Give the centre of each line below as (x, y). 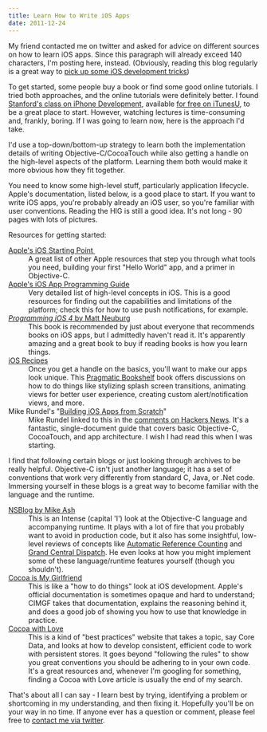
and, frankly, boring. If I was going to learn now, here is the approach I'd (126, 120)
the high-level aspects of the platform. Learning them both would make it (128, 161)
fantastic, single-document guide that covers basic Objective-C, (133, 428)
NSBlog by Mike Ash (42, 510)
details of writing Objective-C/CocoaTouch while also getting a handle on (128, 153)
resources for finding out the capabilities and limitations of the (130, 301)
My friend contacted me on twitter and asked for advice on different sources (134, 45)
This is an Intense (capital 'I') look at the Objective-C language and (138, 518)
